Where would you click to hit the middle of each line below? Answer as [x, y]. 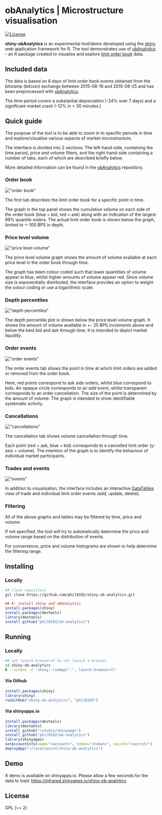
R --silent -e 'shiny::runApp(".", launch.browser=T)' [61, 670]
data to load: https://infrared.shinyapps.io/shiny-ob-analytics [66, 780]
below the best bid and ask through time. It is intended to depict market [76, 330]
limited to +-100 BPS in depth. [35, 225]
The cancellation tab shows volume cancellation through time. [67, 436]
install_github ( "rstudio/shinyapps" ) [43, 730]
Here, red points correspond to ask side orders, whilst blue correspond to [78, 383]
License [17, 796]
